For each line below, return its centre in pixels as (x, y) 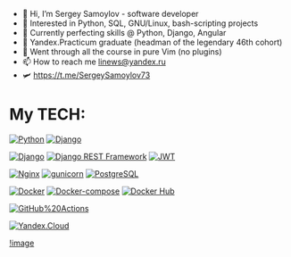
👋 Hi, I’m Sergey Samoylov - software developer (110, 14)
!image (22, 243)
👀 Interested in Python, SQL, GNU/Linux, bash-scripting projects (140, 23)
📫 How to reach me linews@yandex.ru (94, 62)
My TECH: (48, 115)
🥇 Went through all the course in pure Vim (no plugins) (122, 52)
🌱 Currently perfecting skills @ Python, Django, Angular (124, 33)
